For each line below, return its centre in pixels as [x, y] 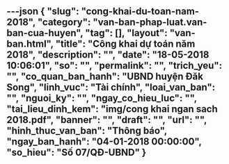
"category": [64, 23]
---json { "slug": [43, 11]
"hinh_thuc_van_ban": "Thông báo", [87, 131]
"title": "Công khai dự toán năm [125, 44]
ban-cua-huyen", [45, 33]
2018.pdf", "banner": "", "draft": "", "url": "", [106, 120]
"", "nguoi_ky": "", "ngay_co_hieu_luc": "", [102, 98]
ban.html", [30, 44]
